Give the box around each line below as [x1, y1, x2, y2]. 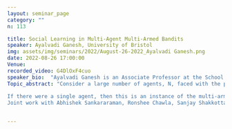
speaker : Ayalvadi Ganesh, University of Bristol [7, 42, 153, 49]
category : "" [7, 17, 45, 23]
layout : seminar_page [7, 10, 70, 17]
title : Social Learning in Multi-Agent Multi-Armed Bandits [7, 35, 184, 42]
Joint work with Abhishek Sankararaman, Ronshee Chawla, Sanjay [7, 99, 196, 107]
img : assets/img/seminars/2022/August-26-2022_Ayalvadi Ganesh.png [7, 48, 206, 55]
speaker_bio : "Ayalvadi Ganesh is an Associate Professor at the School [7, 74, 224, 81]
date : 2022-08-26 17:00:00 [7, 54, 85, 62]
